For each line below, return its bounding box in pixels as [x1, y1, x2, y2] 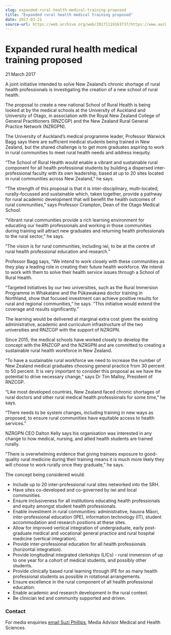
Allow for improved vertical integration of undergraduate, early [12, 525, 144, 531]
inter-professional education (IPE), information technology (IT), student [12, 514, 162, 520]
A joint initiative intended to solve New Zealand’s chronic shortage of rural [5, 81, 160, 87]
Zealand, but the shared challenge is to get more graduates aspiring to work [5, 144, 164, 150]
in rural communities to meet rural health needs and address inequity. [5, 150, 151, 156]
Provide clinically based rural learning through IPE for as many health [12, 568, 158, 574]
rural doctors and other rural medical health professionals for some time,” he [5, 394, 166, 400]
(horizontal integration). [12, 546, 63, 553]
